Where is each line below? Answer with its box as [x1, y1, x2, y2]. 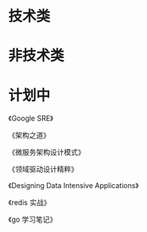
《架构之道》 [8, 131, 50, 140]
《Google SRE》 [8, 113, 54, 124]
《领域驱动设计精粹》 [8, 164, 78, 174]
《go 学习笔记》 [8, 214, 57, 224]
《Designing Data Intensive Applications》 [8, 181, 139, 191]
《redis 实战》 [8, 198, 51, 207]
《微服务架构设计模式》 [8, 147, 85, 157]
